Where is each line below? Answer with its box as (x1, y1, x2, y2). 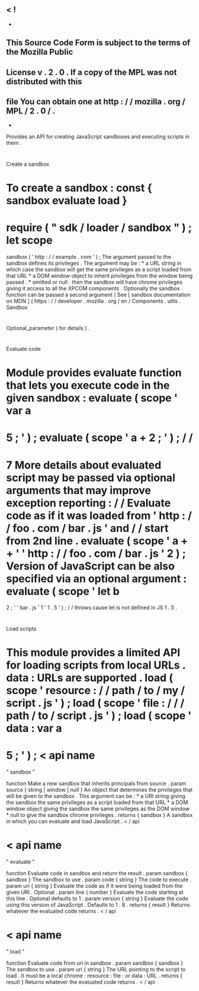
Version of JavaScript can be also (6, 559, 175, 572)
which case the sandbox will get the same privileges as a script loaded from (6, 265, 191, 273)
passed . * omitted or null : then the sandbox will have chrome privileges (6, 278, 182, 286)
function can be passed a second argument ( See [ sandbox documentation (6, 291, 191, 298)
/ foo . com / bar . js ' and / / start (6, 521, 169, 535)
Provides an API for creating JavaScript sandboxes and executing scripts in (6, 133, 190, 140)
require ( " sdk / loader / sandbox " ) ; (6, 221, 192, 234)
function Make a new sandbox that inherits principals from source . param (6, 780, 187, 787)
